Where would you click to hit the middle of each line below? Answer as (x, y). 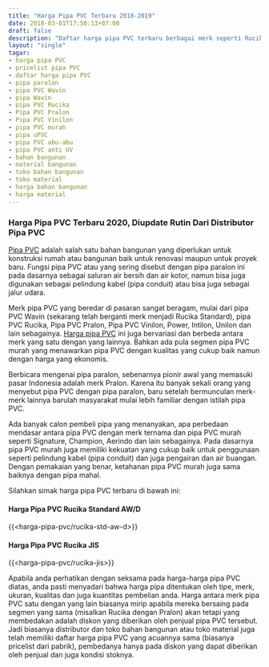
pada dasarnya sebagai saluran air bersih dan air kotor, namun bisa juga (127, 275)
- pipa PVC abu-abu (41, 142)
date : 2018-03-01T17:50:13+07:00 (64, 23)
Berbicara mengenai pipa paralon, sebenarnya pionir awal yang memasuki (131, 374)
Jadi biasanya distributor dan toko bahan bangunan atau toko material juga (132, 629)
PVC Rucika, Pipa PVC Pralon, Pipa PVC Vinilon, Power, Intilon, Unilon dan (130, 324)
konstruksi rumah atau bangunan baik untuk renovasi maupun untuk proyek (133, 258)
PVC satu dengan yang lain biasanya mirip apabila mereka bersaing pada (129, 604)
